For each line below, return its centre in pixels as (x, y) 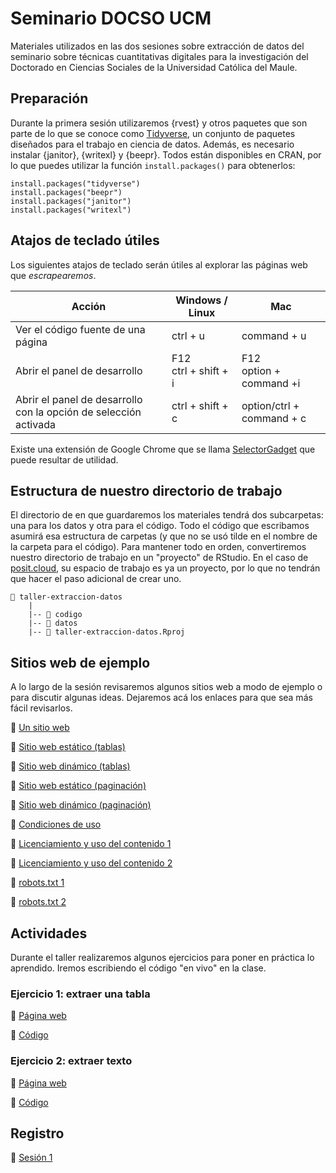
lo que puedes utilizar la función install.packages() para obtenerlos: (153, 165)
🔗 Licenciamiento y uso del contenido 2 (91, 863)
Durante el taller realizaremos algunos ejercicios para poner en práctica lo (162, 957)
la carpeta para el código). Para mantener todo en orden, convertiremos (158, 547)
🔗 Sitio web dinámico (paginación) (81, 805)
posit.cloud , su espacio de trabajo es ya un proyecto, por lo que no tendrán (165, 568)
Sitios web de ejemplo (80, 662)
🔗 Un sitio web (40, 728)
